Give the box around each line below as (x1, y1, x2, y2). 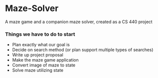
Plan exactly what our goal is (12, 42, 70, 48)
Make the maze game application (12, 57, 79, 63)
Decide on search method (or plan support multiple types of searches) (12, 47, 154, 53)
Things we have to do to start (5, 31, 75, 38)
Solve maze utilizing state (12, 67, 64, 73)
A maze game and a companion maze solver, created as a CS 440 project (5, 19, 153, 25)
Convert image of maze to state (12, 62, 75, 68)
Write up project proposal (12, 52, 63, 58)
